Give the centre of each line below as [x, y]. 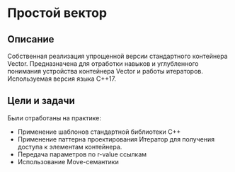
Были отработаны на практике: [54, 117]
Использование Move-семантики [68, 161]
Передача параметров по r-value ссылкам [82, 154]
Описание [31, 39]
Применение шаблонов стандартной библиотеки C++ [99, 132]
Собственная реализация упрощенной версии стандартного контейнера [117, 56]
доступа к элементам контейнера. [70, 147]
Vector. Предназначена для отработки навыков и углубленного [103, 64]
